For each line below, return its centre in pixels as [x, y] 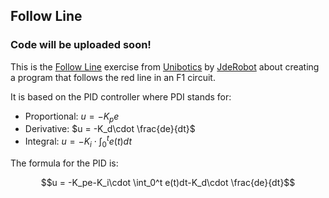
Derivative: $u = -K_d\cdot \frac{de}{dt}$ [110, 129]
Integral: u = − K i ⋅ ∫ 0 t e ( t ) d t [78, 141]
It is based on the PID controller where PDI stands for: [121, 96]
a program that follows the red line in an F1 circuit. [113, 77]
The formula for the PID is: [64, 163]
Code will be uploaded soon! [81, 45]
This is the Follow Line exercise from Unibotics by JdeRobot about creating [165, 66]
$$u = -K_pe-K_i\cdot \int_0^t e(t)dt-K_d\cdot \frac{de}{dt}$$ [168, 182]
